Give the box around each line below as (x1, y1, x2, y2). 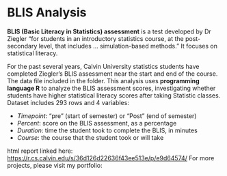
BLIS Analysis (7, 5, 87, 20)
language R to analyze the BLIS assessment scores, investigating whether (7, 84, 216, 92)
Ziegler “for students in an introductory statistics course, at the (7, 34, 185, 42)
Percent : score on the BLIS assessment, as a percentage (16, 119, 177, 127)
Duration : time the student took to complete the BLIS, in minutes (16, 126, 198, 134)
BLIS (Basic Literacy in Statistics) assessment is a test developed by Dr (7, 27, 212, 35)
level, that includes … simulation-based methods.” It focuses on (38, 42, 217, 50)
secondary (7, 42, 38, 50)
